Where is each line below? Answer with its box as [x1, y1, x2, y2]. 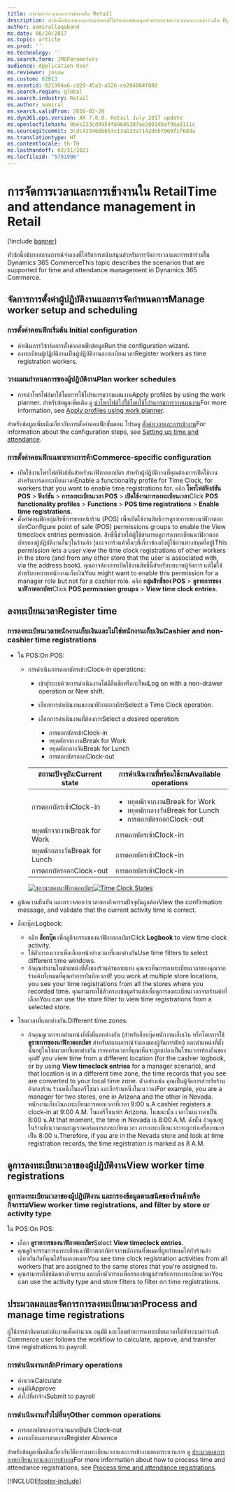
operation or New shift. [38, 687, 105, 695]
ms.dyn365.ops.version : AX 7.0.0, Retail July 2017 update [7, 114, 183, 121]
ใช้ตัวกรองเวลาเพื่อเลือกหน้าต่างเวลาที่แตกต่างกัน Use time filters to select [27, 948, 208, 957]
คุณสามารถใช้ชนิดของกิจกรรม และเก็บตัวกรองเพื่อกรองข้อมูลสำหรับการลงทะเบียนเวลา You [17, 1269, 223, 1278]
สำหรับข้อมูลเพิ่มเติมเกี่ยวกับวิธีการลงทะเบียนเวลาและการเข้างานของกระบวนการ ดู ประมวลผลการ [7, 1447, 225, 1456]
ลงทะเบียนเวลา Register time [7, 605, 117, 617]
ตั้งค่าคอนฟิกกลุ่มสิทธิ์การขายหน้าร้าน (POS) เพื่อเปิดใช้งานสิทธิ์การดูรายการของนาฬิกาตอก [17, 515, 224, 523]
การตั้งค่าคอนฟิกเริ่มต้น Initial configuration [7, 325, 138, 335]
